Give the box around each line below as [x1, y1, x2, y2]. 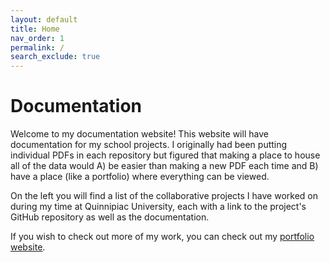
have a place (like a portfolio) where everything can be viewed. [10, 171, 270, 183]
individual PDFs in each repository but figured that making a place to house [10, 149, 321, 161]
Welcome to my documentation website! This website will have [10, 128, 269, 140]
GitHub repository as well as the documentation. [10, 211, 210, 223]
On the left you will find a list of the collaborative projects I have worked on [10, 190, 318, 202]
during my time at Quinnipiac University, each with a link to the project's [10, 201, 307, 213]
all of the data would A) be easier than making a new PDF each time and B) [10, 160, 319, 172]
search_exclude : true [10, 52, 101, 62]
